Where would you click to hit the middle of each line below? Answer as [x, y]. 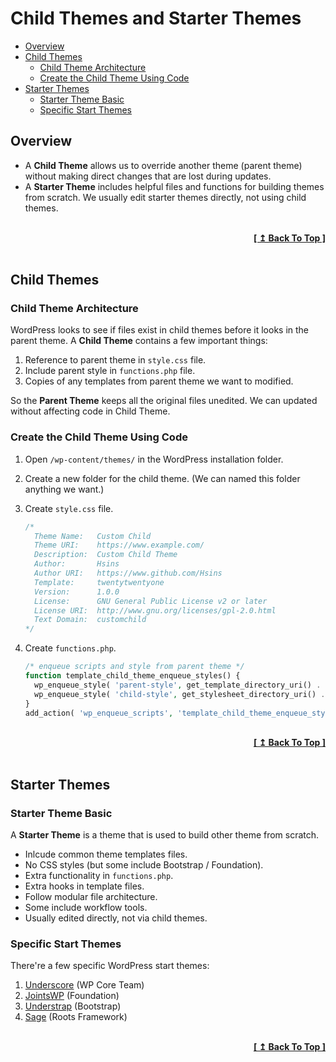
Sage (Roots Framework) [76, 1017]
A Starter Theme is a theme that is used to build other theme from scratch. [165, 835]
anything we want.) [64, 489]
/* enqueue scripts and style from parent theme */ [134, 667]
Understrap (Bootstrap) [73, 1006]
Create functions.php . [70, 648]
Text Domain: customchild [90, 620]
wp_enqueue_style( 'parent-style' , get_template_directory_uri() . [178, 685]
